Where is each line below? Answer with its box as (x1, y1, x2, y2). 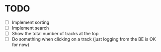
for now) (11, 42, 30, 48)
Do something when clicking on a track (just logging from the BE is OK (11, 36, 156, 42)
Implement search (11, 25, 49, 31)
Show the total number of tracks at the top (11, 31, 99, 37)
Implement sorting (11, 19, 50, 25)
